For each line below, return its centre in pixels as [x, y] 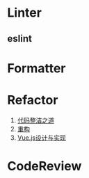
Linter [24, 13]
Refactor [33, 100]
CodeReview [44, 166]
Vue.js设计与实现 [41, 138]
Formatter [37, 68]
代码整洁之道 [35, 120]
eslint [20, 39]
